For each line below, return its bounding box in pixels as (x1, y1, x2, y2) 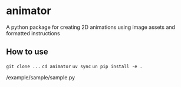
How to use (6, 47, 48, 57)
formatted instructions (6, 29, 60, 36)
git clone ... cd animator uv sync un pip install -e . (6, 63, 143, 69)
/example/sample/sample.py (6, 73, 75, 81)
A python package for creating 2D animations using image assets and (6, 24, 176, 31)
